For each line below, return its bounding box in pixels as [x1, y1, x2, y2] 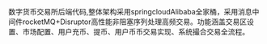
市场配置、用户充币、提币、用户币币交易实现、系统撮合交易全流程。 [22, 27, 249, 36]
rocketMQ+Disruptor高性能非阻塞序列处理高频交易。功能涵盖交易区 [22, 17, 248, 26]
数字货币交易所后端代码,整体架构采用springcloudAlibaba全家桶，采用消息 [8, 7, 252, 16]
